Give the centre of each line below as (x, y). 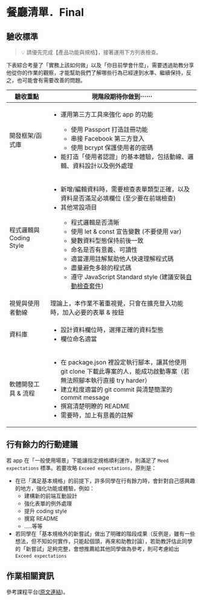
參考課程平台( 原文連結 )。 (37, 592)
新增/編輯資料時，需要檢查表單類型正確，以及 (125, 189)
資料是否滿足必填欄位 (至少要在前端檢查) (118, 198)
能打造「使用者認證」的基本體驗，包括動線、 (124, 157)
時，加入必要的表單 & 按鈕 (87, 312)
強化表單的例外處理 (48, 503)
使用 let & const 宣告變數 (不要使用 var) (126, 232)
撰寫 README (41, 518)
